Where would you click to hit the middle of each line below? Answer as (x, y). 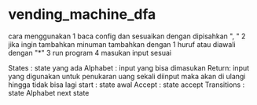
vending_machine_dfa (82, 14)
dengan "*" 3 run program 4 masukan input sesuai (90, 52)
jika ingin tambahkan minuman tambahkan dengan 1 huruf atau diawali (122, 44)
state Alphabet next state (49, 92)
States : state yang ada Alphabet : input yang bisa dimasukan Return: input (129, 67)
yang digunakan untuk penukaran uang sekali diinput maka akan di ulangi (127, 76)
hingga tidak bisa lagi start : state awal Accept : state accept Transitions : (127, 85)
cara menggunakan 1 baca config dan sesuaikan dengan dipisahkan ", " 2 (127, 36)
